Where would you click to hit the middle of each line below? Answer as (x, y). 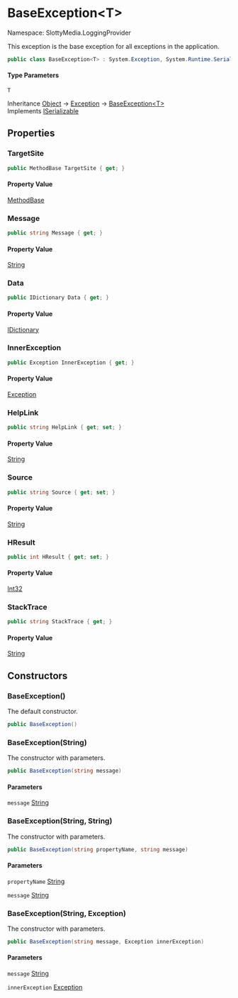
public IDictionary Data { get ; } (58, 298)
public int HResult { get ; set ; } (58, 557)
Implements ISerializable (43, 111)
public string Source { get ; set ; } (61, 492)
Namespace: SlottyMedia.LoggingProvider (69, 33)
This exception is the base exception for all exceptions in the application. (113, 46)
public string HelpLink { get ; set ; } (64, 427)
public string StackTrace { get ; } (60, 622)
